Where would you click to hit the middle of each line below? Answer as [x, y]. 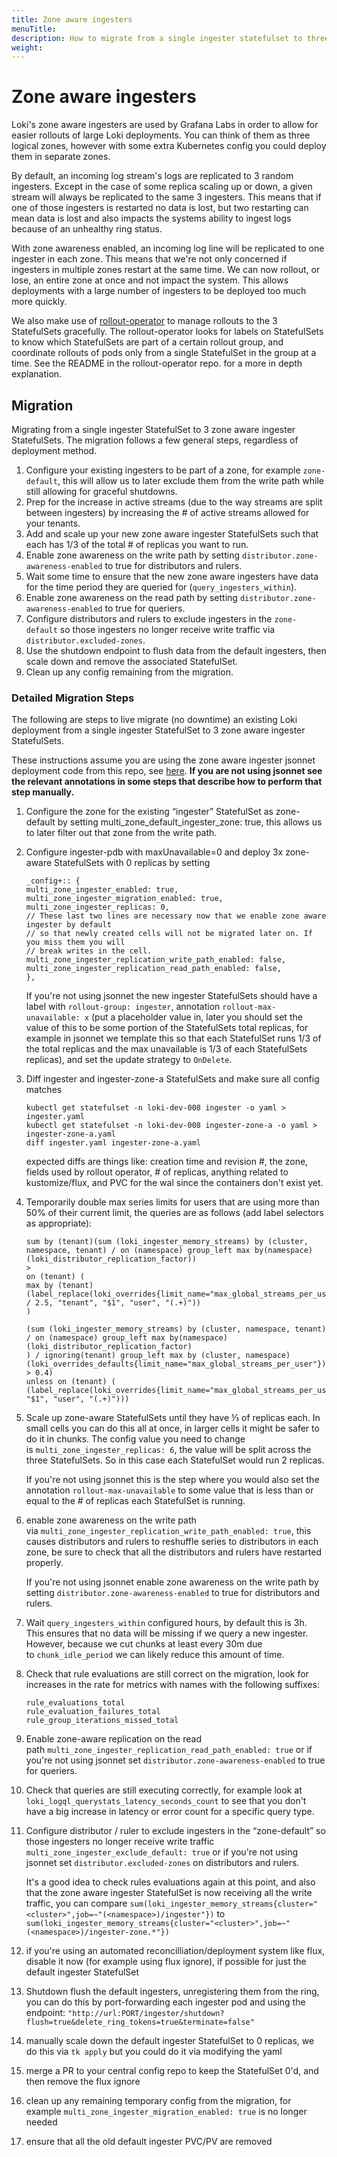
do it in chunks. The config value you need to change [135, 1439]
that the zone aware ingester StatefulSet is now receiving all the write [169, 1893]
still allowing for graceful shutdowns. [101, 491]
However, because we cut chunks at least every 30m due [144, 1644]
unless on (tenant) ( [70, 1382]
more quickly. [39, 302]
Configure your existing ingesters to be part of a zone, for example [163, 470]
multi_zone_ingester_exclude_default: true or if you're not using [162, 1852]
